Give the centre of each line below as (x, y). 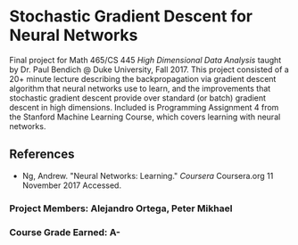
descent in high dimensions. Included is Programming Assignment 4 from (144, 107)
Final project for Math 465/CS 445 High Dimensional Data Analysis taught (145, 60)
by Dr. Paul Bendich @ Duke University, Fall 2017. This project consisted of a (149, 69)
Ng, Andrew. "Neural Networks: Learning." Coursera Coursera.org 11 (148, 176)
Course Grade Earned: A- (65, 232)
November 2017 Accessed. (72, 185)
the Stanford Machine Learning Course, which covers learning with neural (145, 117)
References (42, 155)
